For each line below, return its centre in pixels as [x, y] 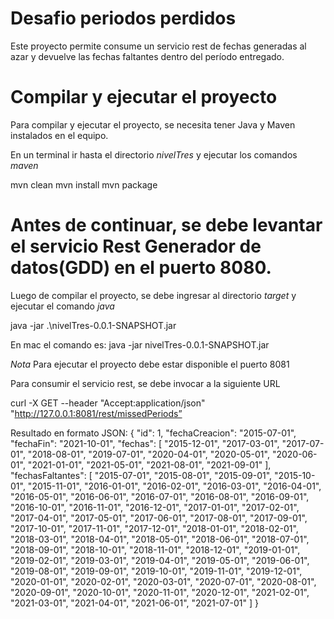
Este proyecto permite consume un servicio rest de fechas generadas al [158, 46]
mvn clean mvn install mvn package [84, 184]
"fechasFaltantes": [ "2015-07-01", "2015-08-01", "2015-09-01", [141, 475]
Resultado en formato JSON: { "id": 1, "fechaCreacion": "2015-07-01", [153, 433]
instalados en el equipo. [59, 135]
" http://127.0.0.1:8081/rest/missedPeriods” [96, 413]
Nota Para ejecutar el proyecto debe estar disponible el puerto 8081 [150, 364]
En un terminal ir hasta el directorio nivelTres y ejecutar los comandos [154, 154]
